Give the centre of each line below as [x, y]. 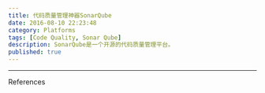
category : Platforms [42, 30]
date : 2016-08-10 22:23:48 [52, 23]
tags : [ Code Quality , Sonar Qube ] [65, 37]
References [27, 82]
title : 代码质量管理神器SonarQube [60, 15]
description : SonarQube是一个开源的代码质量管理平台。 [91, 45]
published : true [35, 52]
